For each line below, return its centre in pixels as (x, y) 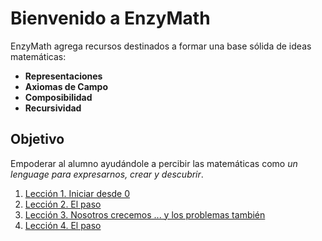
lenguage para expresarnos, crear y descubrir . (107, 174)
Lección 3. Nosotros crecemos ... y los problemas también (145, 214)
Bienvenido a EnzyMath (110, 18)
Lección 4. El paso (63, 225)
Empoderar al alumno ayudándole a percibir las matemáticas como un (154, 163)
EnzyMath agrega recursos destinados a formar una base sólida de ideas (161, 46)
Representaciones (63, 76)
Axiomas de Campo (66, 86)
